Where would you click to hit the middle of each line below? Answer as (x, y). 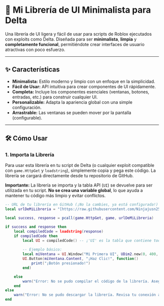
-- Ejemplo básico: (42, 250)
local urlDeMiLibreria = (30, 209)
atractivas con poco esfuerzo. (35, 49)
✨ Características (32, 70)
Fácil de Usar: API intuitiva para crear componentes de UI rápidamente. (84, 86)
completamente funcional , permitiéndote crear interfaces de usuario (75, 44)
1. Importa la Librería (30, 155)
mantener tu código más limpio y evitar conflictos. (55, 196)
